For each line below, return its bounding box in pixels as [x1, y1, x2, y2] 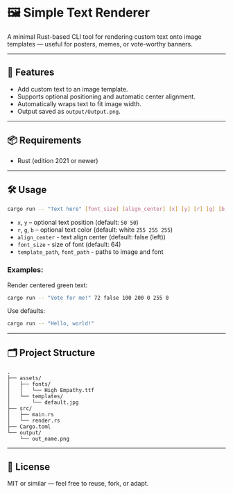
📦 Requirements [7, 135, 82, 146]
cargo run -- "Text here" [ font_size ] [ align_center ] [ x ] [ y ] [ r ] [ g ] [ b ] [7, 205, 228, 213]
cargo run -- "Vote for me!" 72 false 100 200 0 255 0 [7, 294, 169, 301]
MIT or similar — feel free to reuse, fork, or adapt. [7, 479, 149, 487]
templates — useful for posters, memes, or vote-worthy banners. [7, 40, 193, 48]
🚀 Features [7, 67, 55, 78]
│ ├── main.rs [7, 411, 54, 418]
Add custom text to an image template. [17, 85, 128, 93]
